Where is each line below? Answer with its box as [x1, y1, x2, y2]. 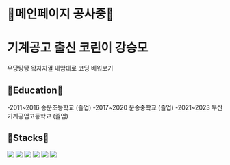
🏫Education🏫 [7, 84, 64, 96]
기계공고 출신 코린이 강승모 [7, 40, 149, 55]
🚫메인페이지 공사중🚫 [7, 6, 114, 22]
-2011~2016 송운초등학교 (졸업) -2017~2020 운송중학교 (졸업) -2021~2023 [7, 103, 210, 112]
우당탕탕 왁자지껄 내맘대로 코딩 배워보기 [7, 64, 114, 73]
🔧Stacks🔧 [7, 132, 49, 144]
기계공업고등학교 [7, 112, 52, 120]
